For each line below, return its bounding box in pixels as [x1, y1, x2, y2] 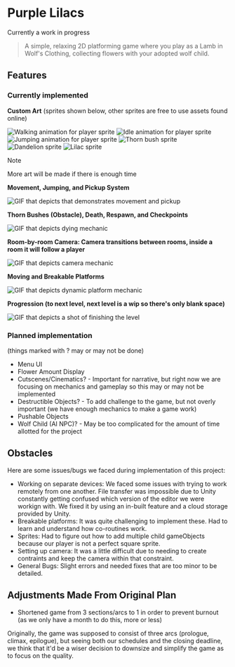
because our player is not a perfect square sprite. [17, 539, 161, 548]
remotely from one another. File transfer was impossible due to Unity [17, 487, 216, 495]
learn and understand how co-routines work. [17, 524, 147, 532]
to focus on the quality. [7, 651, 74, 660]
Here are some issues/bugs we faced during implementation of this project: [7, 466, 226, 474]
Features [7, 69, 47, 81]
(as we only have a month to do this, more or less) [17, 615, 163, 624]
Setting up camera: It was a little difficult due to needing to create [17, 546, 207, 555]
